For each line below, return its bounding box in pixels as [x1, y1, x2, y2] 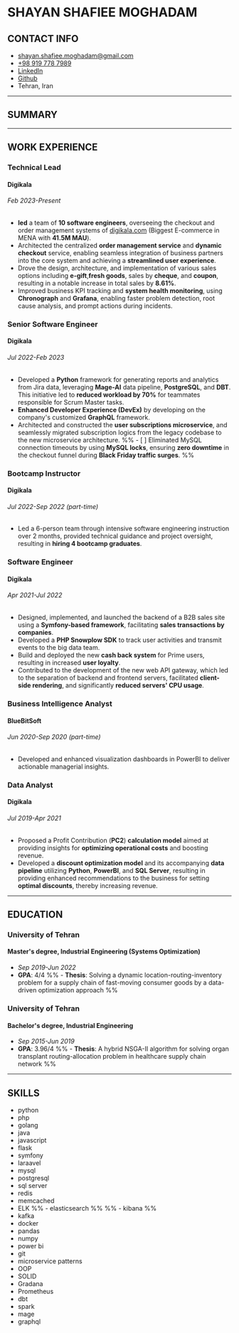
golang [17, 1120, 38, 1129]
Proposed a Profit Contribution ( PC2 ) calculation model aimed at [17, 836, 209, 845]
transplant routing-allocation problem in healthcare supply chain [17, 1052, 206, 1061]
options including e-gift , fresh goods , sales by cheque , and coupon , [17, 271, 219, 279]
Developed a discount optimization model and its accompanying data [17, 858, 225, 867]
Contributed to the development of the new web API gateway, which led [17, 666, 229, 675]
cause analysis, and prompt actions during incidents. [17, 301, 173, 310]
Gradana [17, 1279, 43, 1288]
